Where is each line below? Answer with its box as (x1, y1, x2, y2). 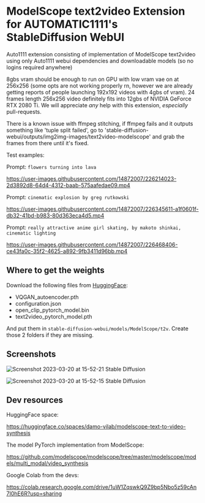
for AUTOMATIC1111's (6, 17, 118, 31)
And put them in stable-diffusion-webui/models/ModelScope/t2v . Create (6, 325, 188, 332)
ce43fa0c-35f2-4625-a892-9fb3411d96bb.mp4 (6, 247, 128, 255)
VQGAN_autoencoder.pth (15, 293, 79, 301)
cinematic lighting (6, 230, 56, 236)
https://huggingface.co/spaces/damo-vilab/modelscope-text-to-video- (6, 423, 186, 430)
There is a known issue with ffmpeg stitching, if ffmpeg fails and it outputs (6, 119, 193, 127)
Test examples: (6, 151, 45, 159)
